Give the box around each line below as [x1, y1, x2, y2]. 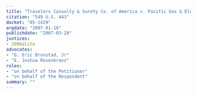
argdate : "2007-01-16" [6, 25, 62, 31]
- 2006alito [6, 41, 35, 47]
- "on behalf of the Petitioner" [6, 68, 88, 74]
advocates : [6, 47, 33, 53]
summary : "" [6, 79, 35, 85]
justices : [6, 36, 30, 41]
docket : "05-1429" [6, 19, 51, 25]
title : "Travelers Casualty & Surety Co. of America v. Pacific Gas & [6, 8, 182, 15]
